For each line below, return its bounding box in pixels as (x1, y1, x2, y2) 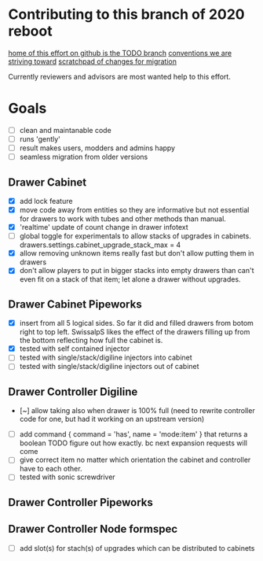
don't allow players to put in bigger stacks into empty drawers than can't (19, 266, 254, 275)
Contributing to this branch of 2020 (8, 6, 245, 24)
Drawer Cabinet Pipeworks (8, 297, 143, 311)
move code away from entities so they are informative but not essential (19, 205, 250, 214)
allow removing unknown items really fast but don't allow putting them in (19, 249, 254, 258)
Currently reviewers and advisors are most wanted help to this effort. (8, 72, 232, 81)
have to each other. (19, 464, 82, 474)
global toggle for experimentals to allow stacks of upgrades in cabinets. (19, 231, 251, 241)
